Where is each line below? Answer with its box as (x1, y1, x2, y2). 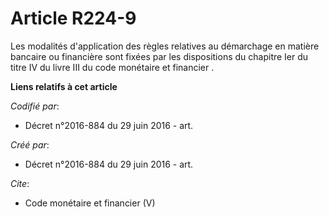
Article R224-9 (10, 7, 137, 30)
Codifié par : (10, 100, 60, 112)
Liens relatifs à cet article (10, 80, 118, 92)
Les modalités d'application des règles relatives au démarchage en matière (10, 40, 320, 52)
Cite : (10, 177, 30, 189)
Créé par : (10, 138, 50, 151)
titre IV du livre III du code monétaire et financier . (10, 61, 215, 73)
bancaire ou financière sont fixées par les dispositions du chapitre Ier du (10, 50, 309, 62)
